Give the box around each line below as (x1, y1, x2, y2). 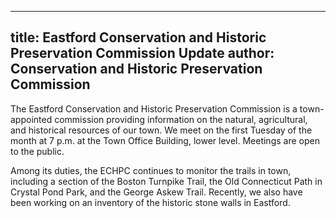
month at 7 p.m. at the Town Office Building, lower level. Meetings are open (10, 134, 320, 146)
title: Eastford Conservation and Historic (10, 29, 267, 46)
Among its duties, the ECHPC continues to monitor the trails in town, (10, 164, 292, 176)
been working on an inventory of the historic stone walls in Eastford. (10, 196, 291, 208)
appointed (10, 113, 53, 125)
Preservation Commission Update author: (10, 45, 275, 62)
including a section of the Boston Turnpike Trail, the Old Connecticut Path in (10, 175, 323, 187)
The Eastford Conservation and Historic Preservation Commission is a (10, 102, 298, 115)
